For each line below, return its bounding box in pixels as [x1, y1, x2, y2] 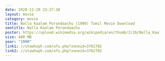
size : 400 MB [5, 35, 32, 40]
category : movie [5, 16, 38, 21]
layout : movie [5, 12, 34, 17]
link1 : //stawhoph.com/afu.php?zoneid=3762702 [5, 44, 102, 49]
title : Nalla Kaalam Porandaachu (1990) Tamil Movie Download [5, 21, 135, 26]
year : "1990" [5, 39, 32, 44]
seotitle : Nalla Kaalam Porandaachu [5, 26, 80, 30]
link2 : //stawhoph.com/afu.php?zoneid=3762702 [5, 48, 102, 53]
